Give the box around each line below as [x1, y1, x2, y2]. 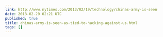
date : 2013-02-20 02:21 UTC [5, 12, 62, 16]
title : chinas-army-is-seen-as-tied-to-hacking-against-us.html [5, 20, 138, 25]
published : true [5, 16, 38, 21]
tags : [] [5, 25, 23, 30]
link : [5, 7, 16, 12]
